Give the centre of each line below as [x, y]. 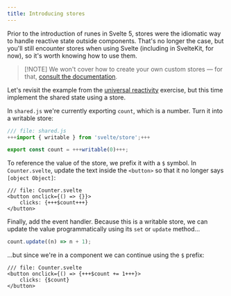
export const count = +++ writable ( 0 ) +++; [68, 150]
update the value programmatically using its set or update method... [104, 229]
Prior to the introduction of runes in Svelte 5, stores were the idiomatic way [114, 33]
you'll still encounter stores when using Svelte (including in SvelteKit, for [110, 48]
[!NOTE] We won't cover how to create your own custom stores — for [123, 69]
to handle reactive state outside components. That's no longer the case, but [115, 41]
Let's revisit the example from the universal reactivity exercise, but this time [115, 90]
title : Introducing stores [46, 14]
